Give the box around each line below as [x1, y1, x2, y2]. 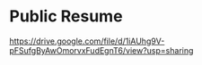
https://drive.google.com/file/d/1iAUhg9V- [9, 36, 165, 46]
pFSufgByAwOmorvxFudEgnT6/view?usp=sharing [9, 45, 194, 55]
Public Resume [9, 6, 123, 27]
